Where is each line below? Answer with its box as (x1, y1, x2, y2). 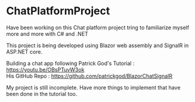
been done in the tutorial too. (6, 90, 78, 97)
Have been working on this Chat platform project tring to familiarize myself (6, 24, 190, 31)
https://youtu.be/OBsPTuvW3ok (6, 66, 85, 73)
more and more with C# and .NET (6, 30, 88, 37)
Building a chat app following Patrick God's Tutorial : (6, 60, 135, 67)
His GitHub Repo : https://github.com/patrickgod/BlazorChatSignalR (6, 72, 173, 79)
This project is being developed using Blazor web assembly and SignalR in (6, 42, 189, 49)
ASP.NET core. (6, 48, 43, 55)
